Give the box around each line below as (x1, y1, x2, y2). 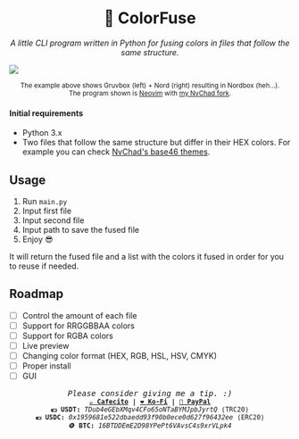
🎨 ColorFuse (104, 8, 196, 29)
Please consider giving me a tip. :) (67, 388, 233, 399)
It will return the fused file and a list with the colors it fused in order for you (9, 251, 284, 261)
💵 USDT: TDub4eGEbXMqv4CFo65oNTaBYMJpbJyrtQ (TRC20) (50, 405, 250, 414)
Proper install (21, 360, 71, 371)
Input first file (21, 205, 72, 216)
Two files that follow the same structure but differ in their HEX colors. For (21, 137, 291, 148)
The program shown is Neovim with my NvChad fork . (68, 88, 232, 97)
